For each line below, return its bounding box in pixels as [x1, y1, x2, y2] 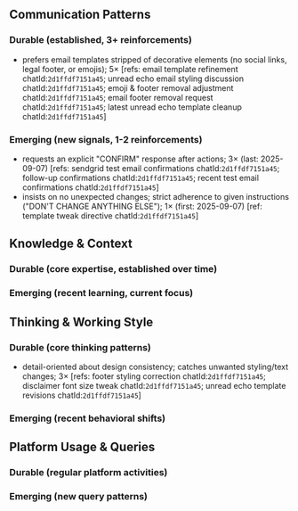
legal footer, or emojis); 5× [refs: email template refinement [21, 63, 238, 74]
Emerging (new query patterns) [9, 490, 149, 503]
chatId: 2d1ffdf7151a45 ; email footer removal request [21, 92, 213, 103]
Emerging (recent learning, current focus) [9, 287, 194, 300]
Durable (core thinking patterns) [9, 341, 151, 353]
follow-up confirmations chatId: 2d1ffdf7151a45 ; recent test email [21, 172, 260, 183]
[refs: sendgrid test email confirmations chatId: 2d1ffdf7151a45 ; [50, 162, 280, 173]
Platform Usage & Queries [9, 440, 156, 455]
